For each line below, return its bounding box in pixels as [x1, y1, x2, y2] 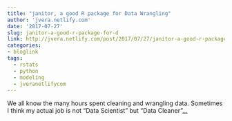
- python [13, 67, 39, 74]
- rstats [13, 61, 39, 68]
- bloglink [7, 49, 39, 56]
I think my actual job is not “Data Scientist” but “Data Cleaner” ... [7, 107, 188, 115]
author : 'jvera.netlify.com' [7, 16, 91, 23]
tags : [7, 55, 23, 62]
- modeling [13, 74, 45, 81]
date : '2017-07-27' [7, 23, 64, 30]
